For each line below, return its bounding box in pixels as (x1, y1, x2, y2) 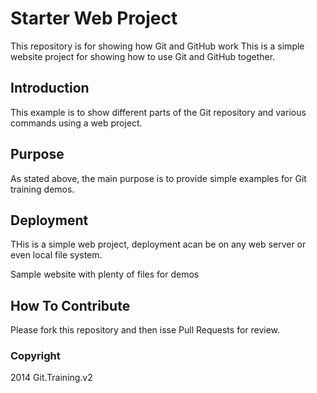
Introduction (10, 80, 90, 97)
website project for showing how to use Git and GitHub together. (10, 50, 276, 62)
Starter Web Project (10, 7, 178, 30)
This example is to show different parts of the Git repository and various (10, 106, 307, 118)
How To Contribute (10, 297, 131, 314)
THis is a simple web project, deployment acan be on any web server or (10, 238, 307, 251)
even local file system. (10, 249, 103, 261)
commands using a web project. (10, 117, 143, 129)
